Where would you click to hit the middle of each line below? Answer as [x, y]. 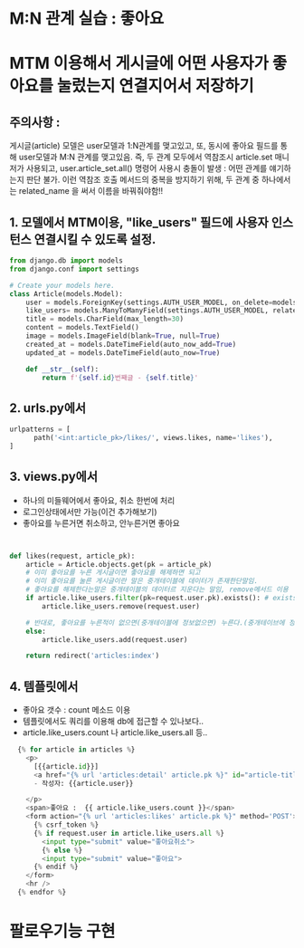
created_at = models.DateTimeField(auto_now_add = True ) [131, 344]
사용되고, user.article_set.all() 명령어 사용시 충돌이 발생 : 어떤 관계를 [147, 168]
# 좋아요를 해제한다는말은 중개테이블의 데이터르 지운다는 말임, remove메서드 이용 [157, 589]
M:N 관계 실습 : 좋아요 [87, 19]
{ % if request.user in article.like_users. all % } [128, 833]
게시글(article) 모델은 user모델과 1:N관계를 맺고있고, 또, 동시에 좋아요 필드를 [144, 146]
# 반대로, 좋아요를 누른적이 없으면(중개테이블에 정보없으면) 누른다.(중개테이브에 [155, 622]
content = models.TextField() [83, 328]
